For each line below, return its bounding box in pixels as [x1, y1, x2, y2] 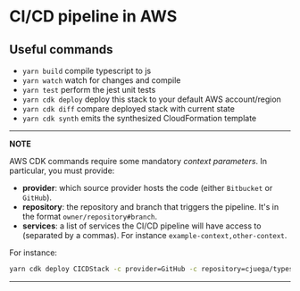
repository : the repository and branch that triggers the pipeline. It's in [21, 202, 279, 212]
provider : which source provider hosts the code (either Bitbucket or [21, 183, 273, 193]
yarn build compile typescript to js [21, 65, 152, 76]
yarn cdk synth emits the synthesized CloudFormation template [21, 113, 257, 123]
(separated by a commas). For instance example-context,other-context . [21, 230, 287, 240]
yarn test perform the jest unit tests [21, 85, 156, 95]
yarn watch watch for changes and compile [21, 75, 181, 86]
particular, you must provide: [9, 165, 115, 176]
